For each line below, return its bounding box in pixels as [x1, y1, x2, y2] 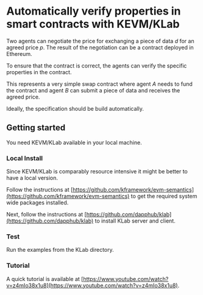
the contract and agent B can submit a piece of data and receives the [6, 86, 180, 94]
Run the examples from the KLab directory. [6, 246, 114, 254]
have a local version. [6, 175, 59, 182]
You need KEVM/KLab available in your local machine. [6, 139, 142, 146]
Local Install [6, 154, 43, 162]
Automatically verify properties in [6, 4, 181, 18]
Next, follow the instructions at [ [6, 211, 87, 218]
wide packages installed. [6, 199, 69, 206]
